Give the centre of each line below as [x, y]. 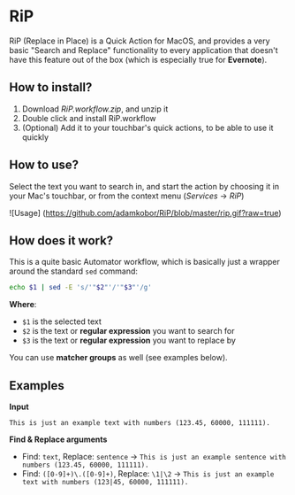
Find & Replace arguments [58, 439]
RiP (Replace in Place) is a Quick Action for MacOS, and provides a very [140, 41]
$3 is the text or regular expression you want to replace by [129, 340]
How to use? [44, 165]
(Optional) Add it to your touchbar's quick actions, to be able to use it [147, 128]
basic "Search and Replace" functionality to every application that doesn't [144, 50]
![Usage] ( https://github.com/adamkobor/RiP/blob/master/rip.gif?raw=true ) [145, 213]
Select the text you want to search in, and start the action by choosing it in [144, 186]
